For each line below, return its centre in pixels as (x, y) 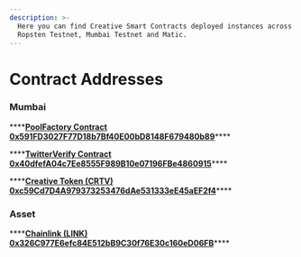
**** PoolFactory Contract (59, 126)
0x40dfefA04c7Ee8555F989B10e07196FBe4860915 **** (119, 163)
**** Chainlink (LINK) (49, 234)
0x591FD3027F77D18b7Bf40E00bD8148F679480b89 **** (120, 136)
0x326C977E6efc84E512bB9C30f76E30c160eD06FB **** (119, 243)
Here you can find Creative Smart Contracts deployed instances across (155, 26)
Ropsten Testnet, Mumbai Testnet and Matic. (102, 34)
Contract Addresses (87, 79)
